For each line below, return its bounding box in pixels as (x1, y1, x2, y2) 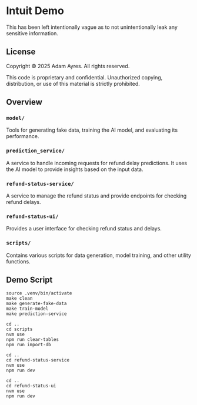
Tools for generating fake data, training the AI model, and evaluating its (6, 126, 178, 133)
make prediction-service (6, 311, 67, 317)
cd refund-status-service (6, 357, 69, 363)
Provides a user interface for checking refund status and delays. (6, 225, 162, 232)
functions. (6, 257, 31, 265)
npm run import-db (6, 342, 51, 348)
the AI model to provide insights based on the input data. (6, 166, 143, 173)
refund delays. (6, 199, 41, 206)
